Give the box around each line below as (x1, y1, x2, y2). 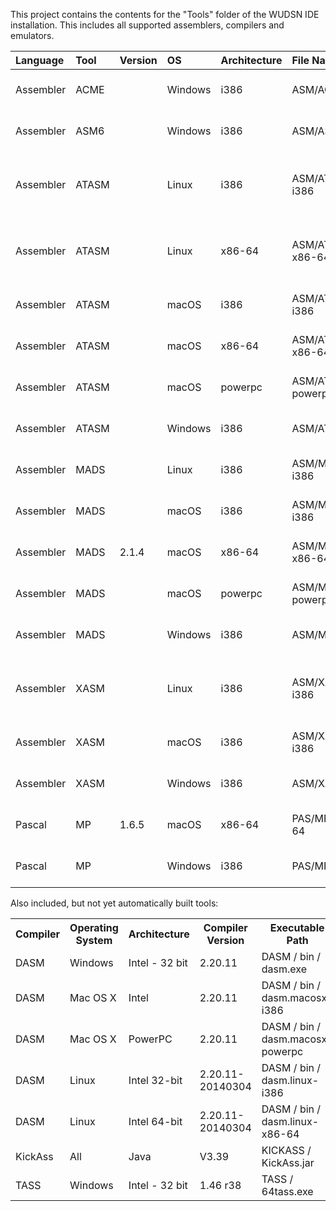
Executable (269, 921, 325, 934)
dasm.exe (261, 962, 307, 976)
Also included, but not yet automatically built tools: (10, 897, 219, 909)
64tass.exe (261, 1185, 314, 1198)
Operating (69, 921, 119, 934)
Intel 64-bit (128, 1115, 183, 1128)
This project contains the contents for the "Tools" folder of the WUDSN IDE (10, 9, 320, 20)
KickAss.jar (261, 1156, 315, 1169)
